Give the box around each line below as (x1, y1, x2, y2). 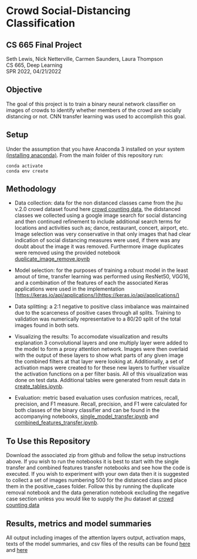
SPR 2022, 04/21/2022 (6, 68, 62, 74)
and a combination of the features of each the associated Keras (14, 279, 169, 287)
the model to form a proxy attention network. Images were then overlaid (14, 346, 189, 353)
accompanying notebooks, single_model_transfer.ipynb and (14, 413, 159, 420)
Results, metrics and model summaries (6, 519, 152, 529)
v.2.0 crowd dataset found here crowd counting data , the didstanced (14, 206, 181, 213)
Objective (6, 85, 43, 95)
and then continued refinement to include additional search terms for (14, 218, 181, 225)
